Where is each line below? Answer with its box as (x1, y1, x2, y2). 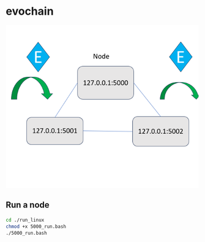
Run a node (6, 200, 50, 210)
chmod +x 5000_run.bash (6, 223, 67, 230)
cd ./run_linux (6, 217, 45, 223)
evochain (6, 4, 54, 18)
